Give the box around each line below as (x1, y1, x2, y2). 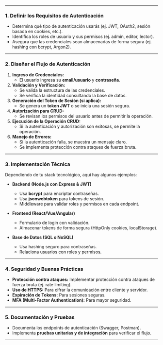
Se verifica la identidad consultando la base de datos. (19, 92, 127, 98)
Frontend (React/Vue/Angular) (12, 210, 75, 216)
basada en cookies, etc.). (12, 29, 63, 34)
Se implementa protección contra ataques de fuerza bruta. (19, 144, 137, 150)
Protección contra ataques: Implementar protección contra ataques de (12, 276, 155, 282)
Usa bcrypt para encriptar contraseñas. (19, 190, 99, 196)
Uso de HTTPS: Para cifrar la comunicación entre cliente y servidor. (12, 287, 148, 293)
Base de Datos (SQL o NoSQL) (12, 234, 74, 240)
